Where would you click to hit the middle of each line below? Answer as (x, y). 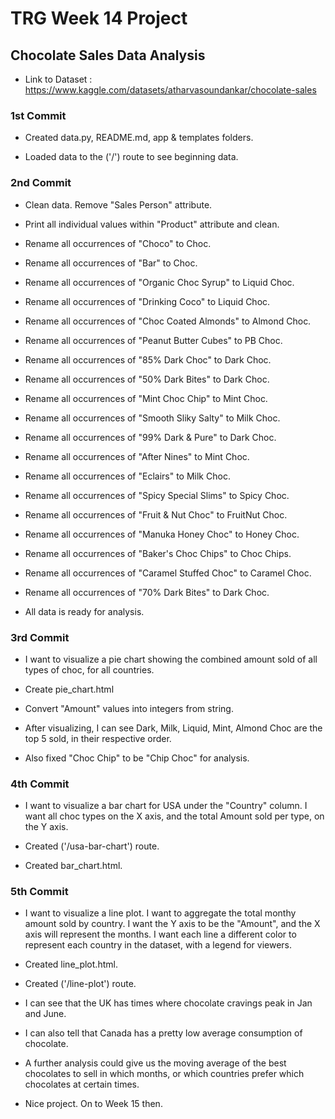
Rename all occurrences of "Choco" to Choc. (118, 243)
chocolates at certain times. (82, 1084)
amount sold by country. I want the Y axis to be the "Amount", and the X (172, 924)
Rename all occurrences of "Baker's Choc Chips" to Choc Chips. (158, 553)
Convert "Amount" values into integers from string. (129, 708)
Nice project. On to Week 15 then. (93, 1104)
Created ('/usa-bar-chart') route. (92, 846)
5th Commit (39, 892)
